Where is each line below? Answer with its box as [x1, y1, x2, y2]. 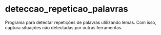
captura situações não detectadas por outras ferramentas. [5, 24, 123, 30]
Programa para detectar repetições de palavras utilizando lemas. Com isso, [5, 19, 157, 25]
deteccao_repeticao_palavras [5, 3, 128, 15]
